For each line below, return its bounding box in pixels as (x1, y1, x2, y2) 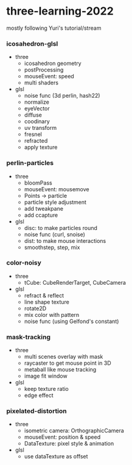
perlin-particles (6, 159, 54, 168)
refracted (24, 137, 48, 144)
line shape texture (24, 298, 70, 305)
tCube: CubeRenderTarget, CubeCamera (24, 279, 127, 286)
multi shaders (24, 79, 59, 86)
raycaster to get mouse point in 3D (24, 359, 111, 367)
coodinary (24, 118, 50, 125)
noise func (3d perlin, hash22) (24, 92, 100, 100)
